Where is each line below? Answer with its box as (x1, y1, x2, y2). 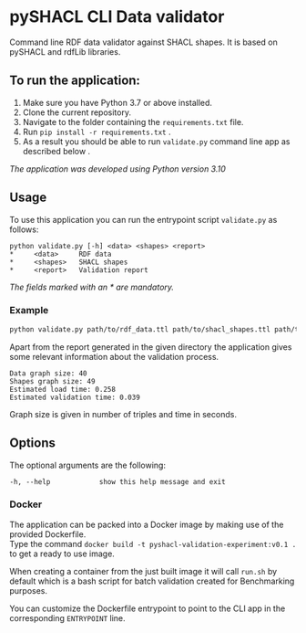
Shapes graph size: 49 (9, 376, 96, 385)
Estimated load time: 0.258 (9, 385, 117, 394)
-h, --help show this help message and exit (9, 477, 226, 486)
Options (9, 436, 56, 451)
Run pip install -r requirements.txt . (22, 126, 171, 137)
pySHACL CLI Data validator (9, 6, 225, 27)
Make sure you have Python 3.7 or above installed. (22, 97, 212, 108)
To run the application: (9, 73, 141, 89)
